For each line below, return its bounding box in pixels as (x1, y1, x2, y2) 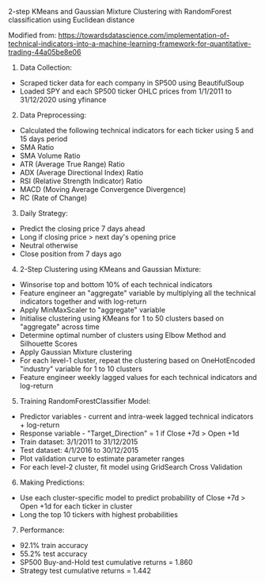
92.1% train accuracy (19, 541, 89, 550)
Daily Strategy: (19, 209, 69, 217)
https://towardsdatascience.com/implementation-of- (58, 31, 230, 40)
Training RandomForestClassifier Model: (19, 397, 151, 405)
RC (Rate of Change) (19, 194, 88, 202)
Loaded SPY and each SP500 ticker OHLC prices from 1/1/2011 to (19, 86, 232, 96)
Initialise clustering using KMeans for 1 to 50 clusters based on (19, 313, 224, 323)
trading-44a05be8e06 (8, 48, 81, 56)
